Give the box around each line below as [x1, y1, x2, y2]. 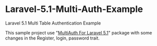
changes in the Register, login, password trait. [5, 35, 100, 41]
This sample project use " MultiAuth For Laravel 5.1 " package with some [5, 29, 152, 35]
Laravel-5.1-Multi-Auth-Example [5, 3, 143, 15]
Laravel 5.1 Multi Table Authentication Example [5, 20, 101, 26]
